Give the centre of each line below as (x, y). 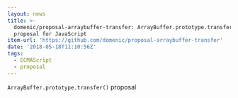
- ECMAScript (33, 60)
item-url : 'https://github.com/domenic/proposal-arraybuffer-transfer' (115, 40)
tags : (15, 54)
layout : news (27, 14)
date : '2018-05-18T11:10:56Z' (52, 47)
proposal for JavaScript (50, 34)
